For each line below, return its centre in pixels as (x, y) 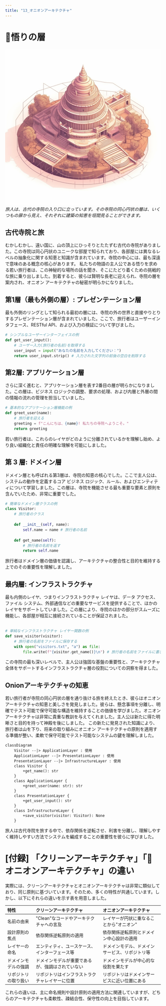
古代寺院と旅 (25, 232)
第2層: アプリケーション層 (45, 372)
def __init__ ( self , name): (42, 525)
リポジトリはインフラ (57, 974)
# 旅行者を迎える (29, 418)
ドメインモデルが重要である (64, 960)
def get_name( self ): (35, 540)
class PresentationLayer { (42, 796)
